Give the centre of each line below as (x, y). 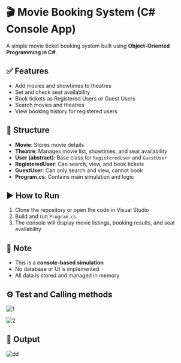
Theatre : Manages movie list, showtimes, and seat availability (91, 151)
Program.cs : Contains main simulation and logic (74, 176)
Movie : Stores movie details (49, 144)
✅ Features (28, 71)
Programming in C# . (32, 52)
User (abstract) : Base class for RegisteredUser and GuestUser (91, 157)
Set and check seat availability (52, 92)
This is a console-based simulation (59, 262)
